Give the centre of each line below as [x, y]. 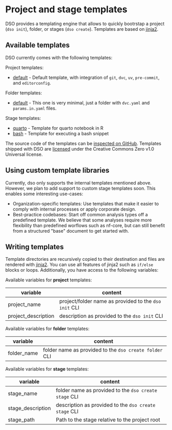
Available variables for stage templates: [47, 369]
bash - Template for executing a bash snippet [61, 133]
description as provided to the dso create [105, 405]
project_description [31, 316]
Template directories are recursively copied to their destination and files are [85, 259]
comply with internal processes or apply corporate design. [74, 209]
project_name [24, 304]
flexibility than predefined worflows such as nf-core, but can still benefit [89, 225]
